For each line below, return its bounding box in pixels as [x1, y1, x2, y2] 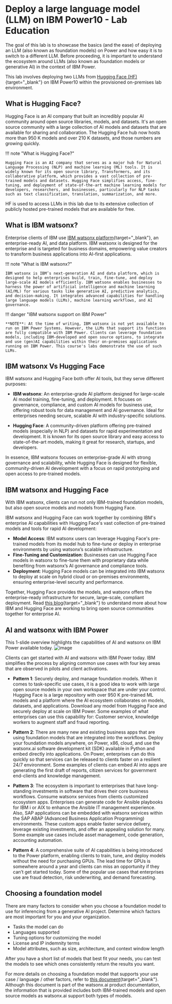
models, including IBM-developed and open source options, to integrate [5, 334, 164, 340]
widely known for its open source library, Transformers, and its [5, 169, 150, 174]
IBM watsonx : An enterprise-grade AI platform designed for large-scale [12, 391, 165, 397]
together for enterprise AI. [5, 611, 61, 617]
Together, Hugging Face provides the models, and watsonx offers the [5, 589, 152, 595]
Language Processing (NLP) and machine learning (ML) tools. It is [5, 165, 153, 170]
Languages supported [12, 929, 60, 935]
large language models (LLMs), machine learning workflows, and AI [5, 298, 153, 303]
